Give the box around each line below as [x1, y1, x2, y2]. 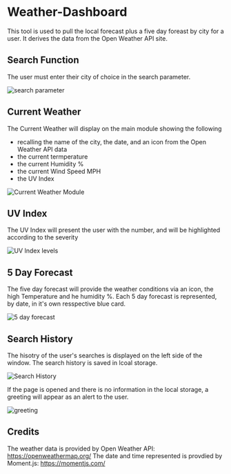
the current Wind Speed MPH [17, 167, 101, 175]
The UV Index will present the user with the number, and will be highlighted [7, 226, 221, 235]
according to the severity [7, 233, 79, 241]
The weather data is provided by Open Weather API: [7, 444, 155, 453]
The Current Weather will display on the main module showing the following [7, 124, 222, 132]
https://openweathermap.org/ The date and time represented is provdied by [7, 451, 223, 460]
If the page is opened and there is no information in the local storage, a [7, 386, 209, 393]
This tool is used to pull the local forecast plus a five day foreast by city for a [7, 27, 224, 35]
